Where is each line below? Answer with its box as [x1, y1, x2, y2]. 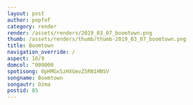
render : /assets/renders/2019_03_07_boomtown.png [7, 29, 153, 37]
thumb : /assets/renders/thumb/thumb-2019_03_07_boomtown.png [7, 36, 187, 43]
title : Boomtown [7, 42, 54, 49]
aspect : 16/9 [7, 55, 45, 62]
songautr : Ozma [7, 81, 51, 88]
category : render [7, 23, 57, 30]
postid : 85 [7, 87, 39, 94]
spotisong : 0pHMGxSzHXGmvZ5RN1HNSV [7, 68, 110, 75]
